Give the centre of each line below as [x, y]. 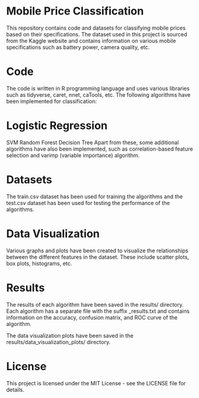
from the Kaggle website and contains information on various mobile [91, 41]
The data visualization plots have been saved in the [70, 335]
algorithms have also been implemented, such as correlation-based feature [99, 149]
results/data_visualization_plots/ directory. [58, 342]
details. [15, 390]
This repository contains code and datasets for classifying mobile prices [96, 28]
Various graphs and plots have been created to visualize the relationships [97, 250]
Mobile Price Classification [75, 11]
